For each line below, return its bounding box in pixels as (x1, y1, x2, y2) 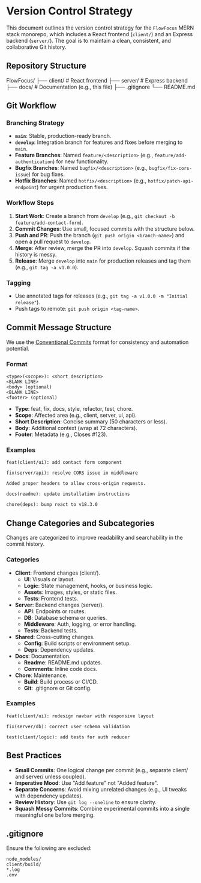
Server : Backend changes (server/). (14, 601, 104, 608)
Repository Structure (6, 61, 87, 71)
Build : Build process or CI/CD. (23, 678, 98, 685)
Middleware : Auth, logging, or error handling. (23, 620, 137, 628)
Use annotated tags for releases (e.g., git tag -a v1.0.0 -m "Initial (14, 292, 188, 299)
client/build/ (6, 861, 42, 868)
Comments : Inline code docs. (23, 665, 98, 672)
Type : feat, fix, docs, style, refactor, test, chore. (14, 405, 133, 413)
